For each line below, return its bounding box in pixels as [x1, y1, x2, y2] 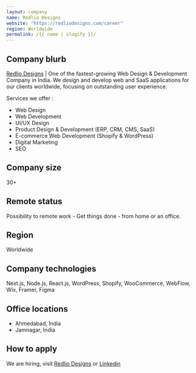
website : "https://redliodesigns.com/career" [6, 20, 123, 26]
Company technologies [6, 263, 96, 274]
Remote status [6, 197, 63, 207]
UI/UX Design [15, 119, 50, 126]
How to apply [6, 344, 58, 354]
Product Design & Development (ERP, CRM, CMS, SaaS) [15, 126, 155, 133]
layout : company [6, 8, 47, 15]
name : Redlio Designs [6, 15, 61, 21]
